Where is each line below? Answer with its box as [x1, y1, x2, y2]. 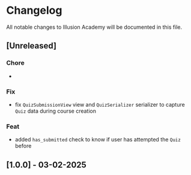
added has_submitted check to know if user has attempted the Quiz [14, 136, 181, 143]
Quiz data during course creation [14, 107, 96, 114]
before [14, 142, 32, 150]
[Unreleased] [6, 41, 57, 51]
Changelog [6, 4, 62, 17]
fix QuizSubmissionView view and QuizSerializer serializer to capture [14, 101, 185, 108]
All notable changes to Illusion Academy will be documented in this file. [6, 23, 182, 31]
